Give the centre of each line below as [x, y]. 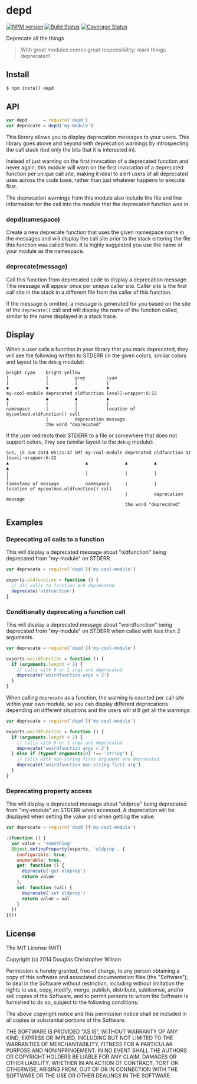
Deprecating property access [49, 791]
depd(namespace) [33, 220]
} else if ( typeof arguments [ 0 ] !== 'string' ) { [72, 754]
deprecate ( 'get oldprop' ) [53, 871]
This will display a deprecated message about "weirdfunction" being [89, 624]
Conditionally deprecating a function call [66, 612]
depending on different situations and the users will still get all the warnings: [99, 710]
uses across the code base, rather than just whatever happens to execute [96, 180]
